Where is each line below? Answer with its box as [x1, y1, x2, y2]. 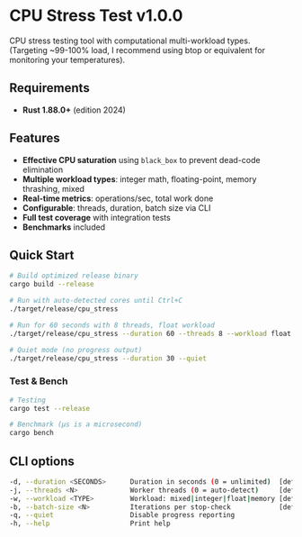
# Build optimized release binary [9, 271, 139, 280]
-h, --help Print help [9, 519, 171, 528]
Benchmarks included [22, 222, 106, 232]
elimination [22, 164, 64, 175]
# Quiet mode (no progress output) [9, 345, 143, 354]
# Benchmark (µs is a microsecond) [9, 420, 143, 429]
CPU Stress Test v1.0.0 [9, 5, 183, 26]
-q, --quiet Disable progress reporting [9, 511, 235, 520]
